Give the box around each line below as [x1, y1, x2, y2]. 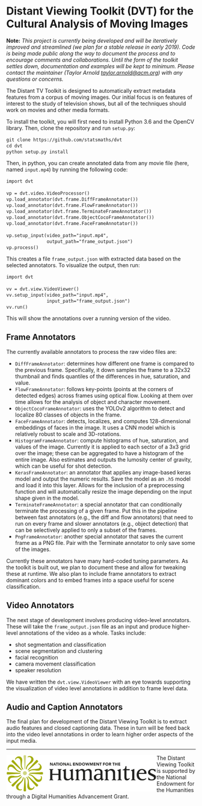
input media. [6, 737, 37, 745]
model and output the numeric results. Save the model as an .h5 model [14, 475, 191, 482]
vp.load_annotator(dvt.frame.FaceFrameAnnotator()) [6, 220, 138, 227]
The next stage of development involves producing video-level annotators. [6, 616, 191, 623]
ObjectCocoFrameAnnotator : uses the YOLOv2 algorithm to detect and [14, 405, 185, 412]
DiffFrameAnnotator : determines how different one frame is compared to [14, 360, 195, 367]
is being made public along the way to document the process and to [6, 49, 176, 57]
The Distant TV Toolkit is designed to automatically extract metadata [6, 87, 176, 94]
